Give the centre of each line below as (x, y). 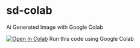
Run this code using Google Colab (91, 38)
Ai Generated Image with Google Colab (55, 27)
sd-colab (29, 10)
